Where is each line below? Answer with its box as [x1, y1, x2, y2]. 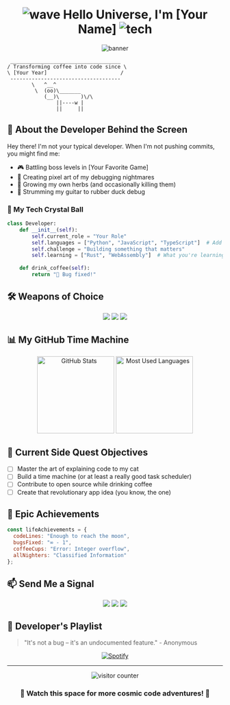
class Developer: [7, 220, 57, 227]
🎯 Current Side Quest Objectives [7, 446, 149, 458]
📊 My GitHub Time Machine [7, 334, 129, 346]
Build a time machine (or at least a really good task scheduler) [16, 473, 192, 481]
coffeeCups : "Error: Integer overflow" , [13, 545, 130, 553]
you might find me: [7, 149, 60, 158]
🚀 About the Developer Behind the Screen [7, 124, 188, 136]
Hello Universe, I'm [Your [62, 7, 208, 23]
